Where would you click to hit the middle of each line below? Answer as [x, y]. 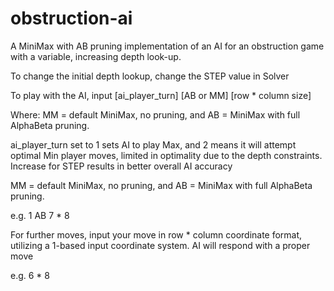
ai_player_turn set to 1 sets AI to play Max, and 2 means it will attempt [153, 144]
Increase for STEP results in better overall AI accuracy [121, 166]
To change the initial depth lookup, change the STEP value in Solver [150, 76]
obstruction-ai [71, 18]
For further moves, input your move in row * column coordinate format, [156, 234]
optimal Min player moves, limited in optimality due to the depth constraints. [166, 155]
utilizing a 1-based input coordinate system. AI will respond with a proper [160, 245]
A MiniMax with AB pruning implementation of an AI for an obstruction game [167, 46]
